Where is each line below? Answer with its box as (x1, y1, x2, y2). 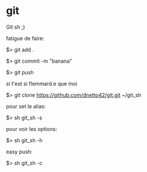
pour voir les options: (6, 125, 57, 132)
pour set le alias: (6, 102, 46, 109)
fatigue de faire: (6, 35, 45, 42)
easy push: (6, 148, 33, 155)
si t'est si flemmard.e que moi (6, 80, 77, 87)
